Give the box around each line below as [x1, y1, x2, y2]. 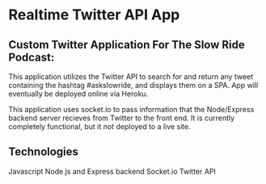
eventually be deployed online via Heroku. [8, 89, 148, 98]
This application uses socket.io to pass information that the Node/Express [8, 105, 255, 114]
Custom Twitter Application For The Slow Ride [8, 38, 245, 52]
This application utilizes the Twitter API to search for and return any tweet [8, 72, 254, 82]
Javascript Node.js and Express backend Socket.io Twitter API [8, 166, 217, 176]
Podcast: [8, 50, 55, 64]
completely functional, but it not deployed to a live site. [8, 122, 192, 131]
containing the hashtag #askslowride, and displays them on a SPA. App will [8, 81, 259, 90]
